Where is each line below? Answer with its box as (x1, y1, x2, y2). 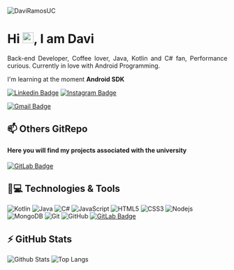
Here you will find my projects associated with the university (7, 146, 187, 154)
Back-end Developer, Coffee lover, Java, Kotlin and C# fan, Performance (7, 54, 228, 62)
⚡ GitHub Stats (7, 233, 72, 245)
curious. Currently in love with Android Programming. (7, 61, 161, 70)
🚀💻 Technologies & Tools (7, 182, 121, 195)
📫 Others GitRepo (7, 123, 88, 135)
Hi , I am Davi (7, 31, 94, 47)
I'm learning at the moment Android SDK (7, 75, 125, 83)
